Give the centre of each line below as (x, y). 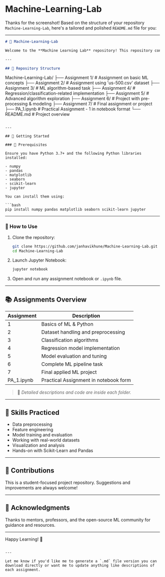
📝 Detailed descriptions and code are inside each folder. (74, 392)
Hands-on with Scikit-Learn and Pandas (53, 450)
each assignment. (23, 570)
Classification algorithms (70, 340)
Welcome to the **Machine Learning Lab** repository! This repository (79, 50)
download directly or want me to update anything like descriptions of (80, 565)
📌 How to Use (21, 227)
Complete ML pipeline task (72, 364)
